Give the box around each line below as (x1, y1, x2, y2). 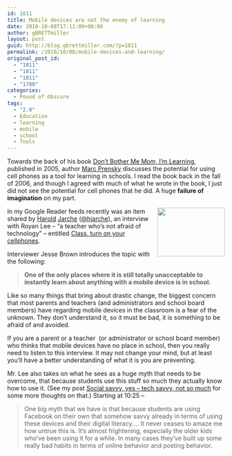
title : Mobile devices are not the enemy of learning (7, 17, 166, 23)
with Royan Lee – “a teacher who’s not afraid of (7, 222, 142, 230)
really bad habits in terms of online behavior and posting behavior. (23, 442, 213, 450)
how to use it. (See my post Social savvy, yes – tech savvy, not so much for (7, 384, 221, 393)
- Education (13, 112, 48, 119)
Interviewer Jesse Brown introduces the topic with (7, 250, 151, 259)
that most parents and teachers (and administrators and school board (7, 299, 205, 307)
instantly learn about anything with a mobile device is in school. (23, 278, 211, 286)
